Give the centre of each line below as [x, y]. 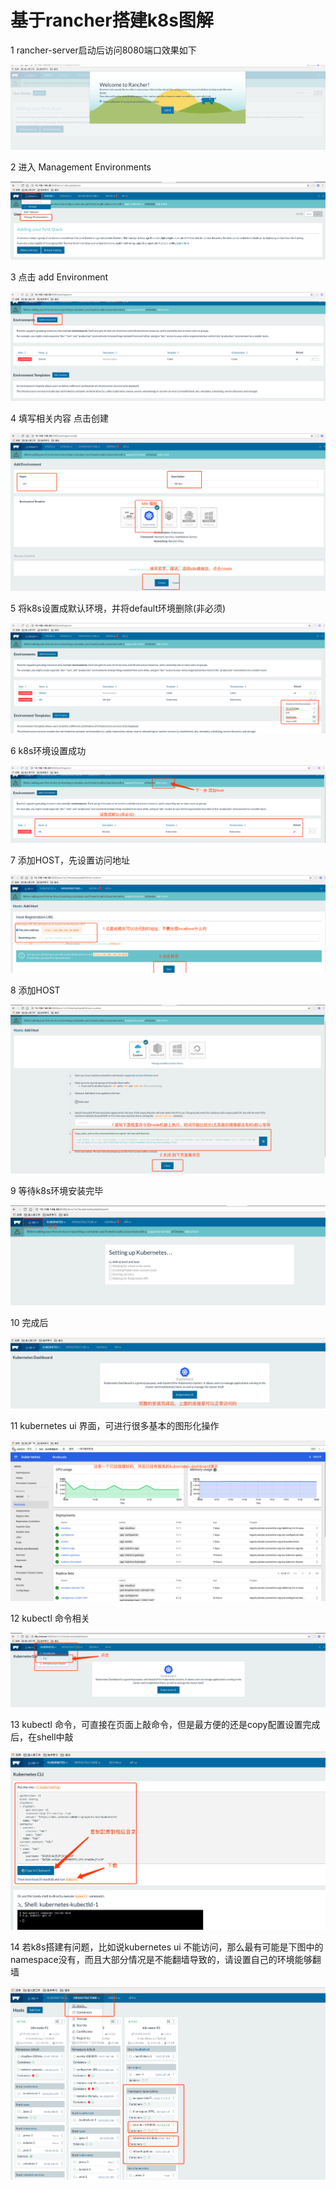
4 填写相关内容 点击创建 [59, 418]
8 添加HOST [35, 990]
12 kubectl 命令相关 [50, 1618]
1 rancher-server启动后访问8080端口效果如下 [103, 50]
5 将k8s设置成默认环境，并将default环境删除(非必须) [118, 608]
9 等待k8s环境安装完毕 [57, 1191]
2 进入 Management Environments [81, 167]
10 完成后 [29, 1322]
